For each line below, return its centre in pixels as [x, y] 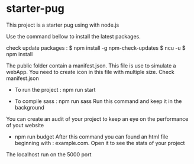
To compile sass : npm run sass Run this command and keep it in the [98, 101]
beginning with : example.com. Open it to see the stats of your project [100, 143]
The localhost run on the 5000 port [49, 154]
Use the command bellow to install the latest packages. [73, 36]
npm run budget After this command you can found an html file [91, 136]
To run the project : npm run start [55, 89]
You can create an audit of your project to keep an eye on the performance [97, 119]
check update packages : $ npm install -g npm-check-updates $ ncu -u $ [96, 48]
